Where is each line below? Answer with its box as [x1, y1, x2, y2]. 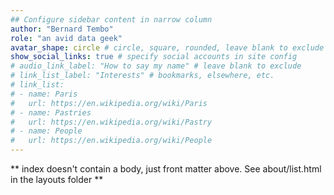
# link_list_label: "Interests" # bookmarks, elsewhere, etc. [10, 71, 275, 81]
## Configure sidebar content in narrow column [10, 14, 213, 25]
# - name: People [10, 126, 83, 136]
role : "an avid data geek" [10, 33, 123, 43]
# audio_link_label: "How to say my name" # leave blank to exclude [10, 61, 302, 71]
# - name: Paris [10, 89, 78, 99]
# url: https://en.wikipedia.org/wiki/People [10, 136, 213, 146]
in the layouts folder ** [10, 174, 104, 185]
